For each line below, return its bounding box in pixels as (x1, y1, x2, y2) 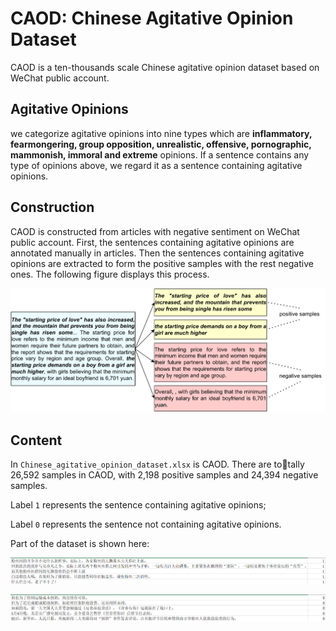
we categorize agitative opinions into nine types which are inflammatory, (10, 127, 313, 139)
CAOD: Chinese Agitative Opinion (10, 7, 294, 30)
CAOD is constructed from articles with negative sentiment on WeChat (10, 225, 300, 237)
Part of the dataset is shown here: (10, 538, 150, 550)
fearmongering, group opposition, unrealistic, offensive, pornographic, (10, 138, 312, 150)
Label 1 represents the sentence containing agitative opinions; (10, 499, 267, 511)
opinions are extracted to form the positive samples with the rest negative (10, 257, 314, 269)
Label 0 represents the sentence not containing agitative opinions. (10, 518, 282, 531)
